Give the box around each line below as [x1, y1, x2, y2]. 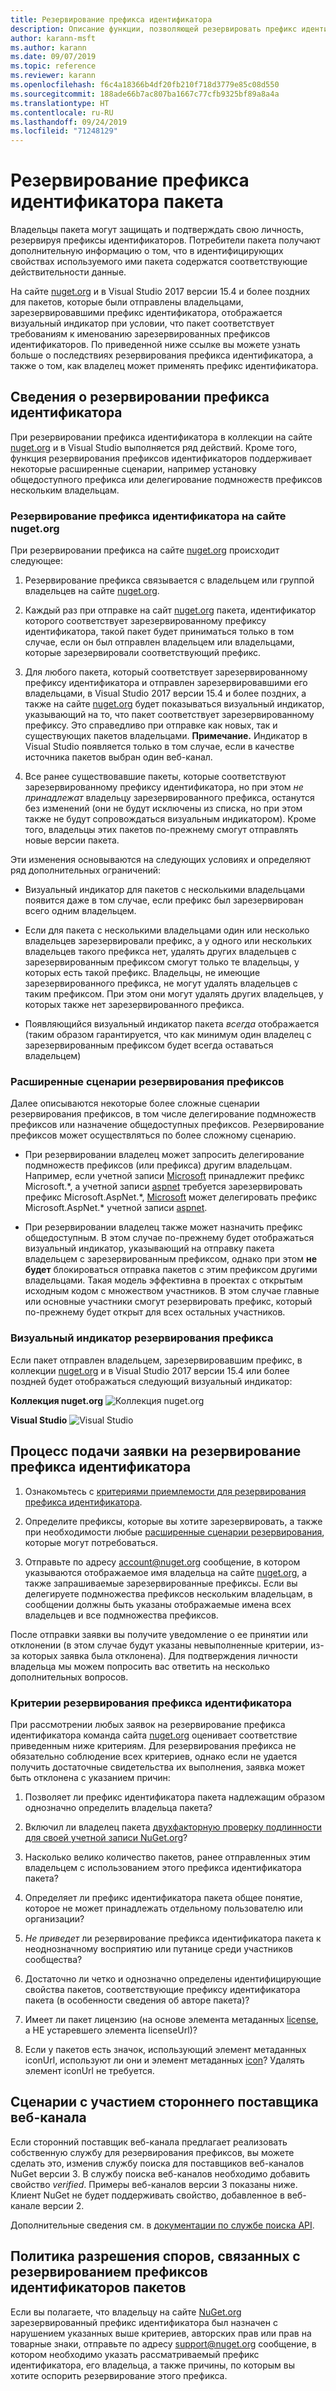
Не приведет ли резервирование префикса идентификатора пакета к [24, 1932, 322, 1944]
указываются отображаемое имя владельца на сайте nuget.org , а [24, 1566, 308, 1578]
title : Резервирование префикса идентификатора [10, 14, 213, 25]
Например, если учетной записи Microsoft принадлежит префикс [24, 1170, 305, 1182]
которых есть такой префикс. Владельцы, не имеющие [24, 967, 261, 979]
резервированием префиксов [10, 2264, 208, 2281]
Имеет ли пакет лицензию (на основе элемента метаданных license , [24, 2013, 319, 2025]
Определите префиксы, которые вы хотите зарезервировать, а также [24, 1515, 323, 1527]
